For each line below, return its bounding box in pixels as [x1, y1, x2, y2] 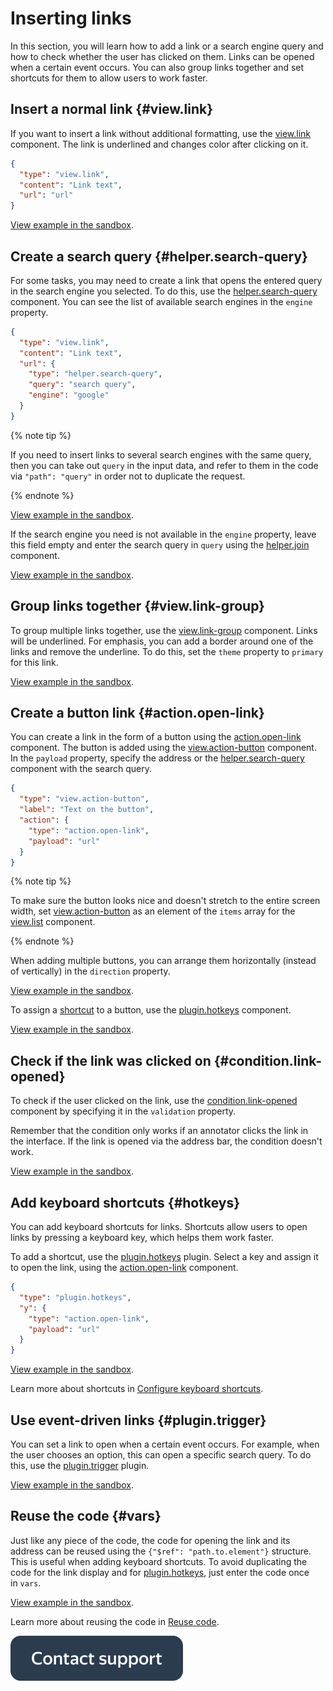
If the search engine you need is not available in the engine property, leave [10, 528, 317, 540]
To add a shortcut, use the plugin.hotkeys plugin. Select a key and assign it [10, 1251, 319, 1263]
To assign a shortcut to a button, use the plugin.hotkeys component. [10, 1004, 292, 1016]
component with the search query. [10, 763, 153, 775]
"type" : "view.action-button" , [19, 794, 150, 804]
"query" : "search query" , [28, 380, 137, 390]
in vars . [10, 1577, 42, 1589]
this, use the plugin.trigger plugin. [10, 1460, 150, 1471]
